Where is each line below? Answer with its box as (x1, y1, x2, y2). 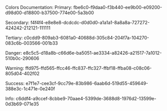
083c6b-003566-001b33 (5, 40, 58, 46)
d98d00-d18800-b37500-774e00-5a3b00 (5, 10, 94, 16)
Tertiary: (5, 35, 23, 41)
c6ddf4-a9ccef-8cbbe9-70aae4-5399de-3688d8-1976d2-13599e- (16, 96, 156, 101)
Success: (5, 81, 25, 86)
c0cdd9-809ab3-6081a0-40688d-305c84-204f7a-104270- (23, 35, 150, 41)
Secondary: (5, 20, 29, 25)
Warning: (5, 65, 24, 71)
